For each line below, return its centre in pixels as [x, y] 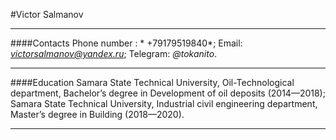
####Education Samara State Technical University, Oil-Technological [152, 82]
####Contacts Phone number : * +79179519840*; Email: [126, 43]
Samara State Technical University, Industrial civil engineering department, [164, 103]
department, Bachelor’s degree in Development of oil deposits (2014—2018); [168, 93]
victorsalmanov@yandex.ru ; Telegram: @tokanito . [114, 53]
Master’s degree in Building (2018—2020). [97, 114]
